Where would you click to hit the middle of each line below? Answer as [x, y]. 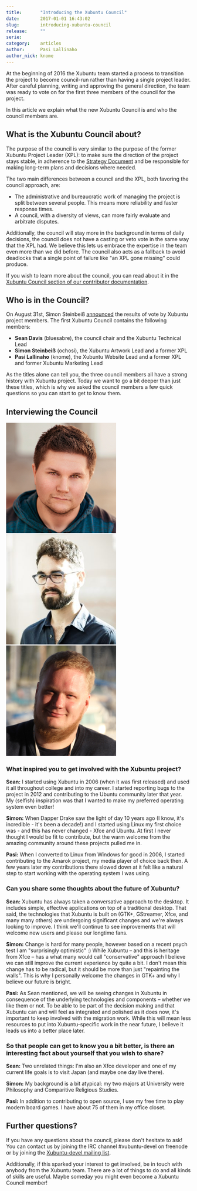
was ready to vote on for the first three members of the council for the [91, 92]
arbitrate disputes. [37, 221]
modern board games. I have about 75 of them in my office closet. [86, 1107]
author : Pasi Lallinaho [42, 50]
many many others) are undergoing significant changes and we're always [95, 920]
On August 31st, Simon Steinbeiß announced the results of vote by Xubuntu [97, 314]
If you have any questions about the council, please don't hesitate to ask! [94, 1140]
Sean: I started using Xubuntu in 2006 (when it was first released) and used [98, 782]
